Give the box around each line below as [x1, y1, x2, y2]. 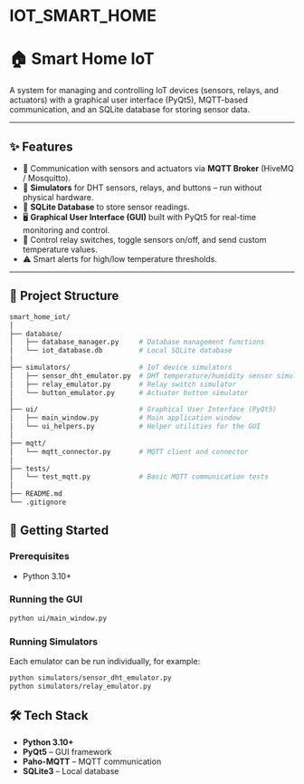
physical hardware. [22, 191, 94, 202]
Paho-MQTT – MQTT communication [22, 756, 162, 767]
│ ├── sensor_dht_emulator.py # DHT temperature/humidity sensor [9, 371, 273, 381]
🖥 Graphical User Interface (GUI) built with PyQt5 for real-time [22, 211, 256, 222]
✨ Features [9, 139, 73, 154]
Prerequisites [9, 550, 70, 563]
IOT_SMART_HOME [9, 5, 157, 26]
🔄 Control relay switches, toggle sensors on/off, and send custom [22, 234, 267, 245]
